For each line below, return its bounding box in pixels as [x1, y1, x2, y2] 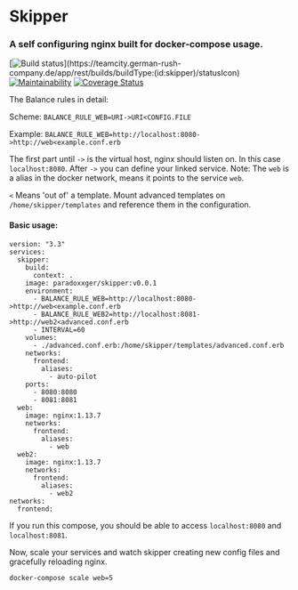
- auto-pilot [48, 372, 98, 381]
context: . [32, 271, 74, 279]
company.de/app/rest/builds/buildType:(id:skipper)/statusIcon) [9, 68, 240, 78]
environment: [25, 287, 74, 295]
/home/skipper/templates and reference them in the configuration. [9, 199, 252, 210]
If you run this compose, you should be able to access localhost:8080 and [9, 520, 282, 530]
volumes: [25, 333, 58, 342]
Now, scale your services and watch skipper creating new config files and [9, 546, 280, 557]
